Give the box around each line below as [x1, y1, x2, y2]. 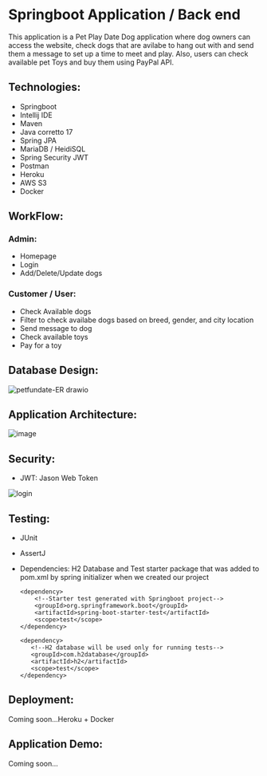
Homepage [19, 251, 57, 261]
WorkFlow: [8, 210, 64, 223]
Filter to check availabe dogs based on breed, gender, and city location [19, 315, 254, 325]
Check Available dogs [19, 306, 92, 316]
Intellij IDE [19, 110, 53, 120]
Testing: [8, 512, 50, 526]
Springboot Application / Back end [8, 6, 241, 24]
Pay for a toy [19, 341, 62, 350]
